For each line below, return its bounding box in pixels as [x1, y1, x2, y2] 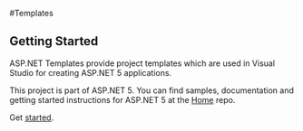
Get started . [9, 112, 54, 123]
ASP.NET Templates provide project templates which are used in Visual [9, 58, 275, 69]
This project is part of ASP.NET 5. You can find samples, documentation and [9, 85, 295, 96]
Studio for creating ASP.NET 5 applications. [9, 67, 172, 78]
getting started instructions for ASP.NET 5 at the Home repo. [9, 94, 236, 105]
